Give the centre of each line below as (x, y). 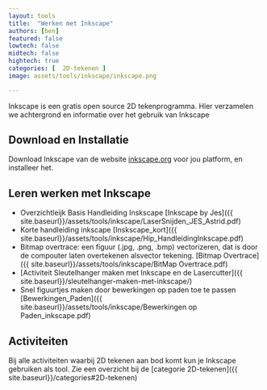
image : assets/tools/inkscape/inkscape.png (83, 76)
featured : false (35, 38)
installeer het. (31, 168)
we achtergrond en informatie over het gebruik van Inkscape (109, 115)
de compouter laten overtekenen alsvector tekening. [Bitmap (121, 256)
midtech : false (34, 53)
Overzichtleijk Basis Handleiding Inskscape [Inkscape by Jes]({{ (127, 213)
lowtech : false (34, 46)
